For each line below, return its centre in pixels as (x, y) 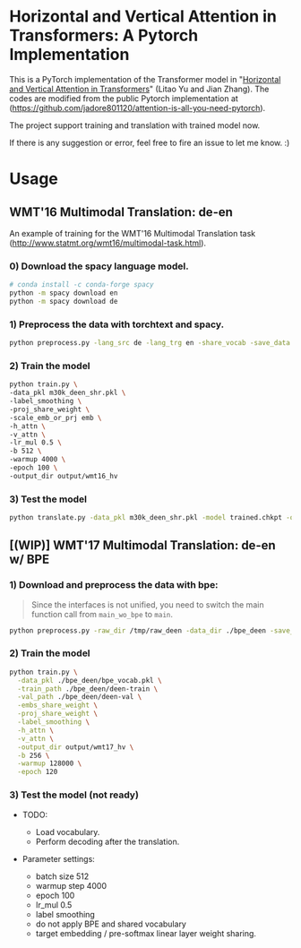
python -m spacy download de (64, 301)
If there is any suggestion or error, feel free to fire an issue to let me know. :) (150, 142)
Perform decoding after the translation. (107, 841)
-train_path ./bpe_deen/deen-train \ (88, 689)
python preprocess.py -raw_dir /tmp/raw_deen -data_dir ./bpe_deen (138, 630)
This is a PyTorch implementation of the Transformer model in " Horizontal (145, 79)
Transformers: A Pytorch (104, 35)
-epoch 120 (38, 772)
